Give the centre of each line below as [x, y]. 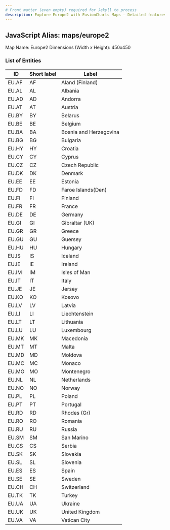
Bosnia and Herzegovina [91, 132]
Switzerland [76, 487]
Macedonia [75, 338]
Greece [70, 231]
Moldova [72, 355]
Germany [72, 214]
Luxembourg [76, 330]
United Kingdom [81, 512]
